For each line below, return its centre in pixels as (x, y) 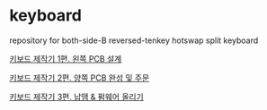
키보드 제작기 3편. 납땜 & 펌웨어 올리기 (76, 97)
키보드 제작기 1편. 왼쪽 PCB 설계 (66, 58)
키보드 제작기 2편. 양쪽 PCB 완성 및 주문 (80, 78)
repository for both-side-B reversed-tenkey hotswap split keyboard (134, 40)
